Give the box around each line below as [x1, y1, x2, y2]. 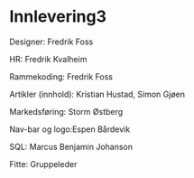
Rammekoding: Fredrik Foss [9, 70, 113, 82]
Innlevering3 [9, 6, 106, 27]
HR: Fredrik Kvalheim [9, 53, 88, 64]
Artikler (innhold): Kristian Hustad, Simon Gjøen [9, 89, 185, 99]
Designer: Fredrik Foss [9, 36, 94, 47]
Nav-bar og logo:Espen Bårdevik [9, 124, 131, 135]
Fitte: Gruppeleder [9, 158, 78, 169]
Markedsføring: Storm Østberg [9, 106, 124, 117]
